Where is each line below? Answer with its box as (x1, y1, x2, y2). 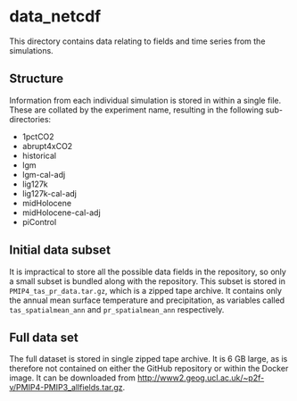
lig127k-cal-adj (21, 188, 78, 198)
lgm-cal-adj (21, 169, 66, 180)
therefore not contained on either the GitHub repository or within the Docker (9, 363, 289, 374)
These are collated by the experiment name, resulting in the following (9, 104, 264, 115)
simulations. (9, 45, 54, 55)
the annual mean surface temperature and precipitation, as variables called (9, 295, 285, 305)
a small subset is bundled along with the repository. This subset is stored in (9, 275, 286, 287)
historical (21, 150, 56, 161)
